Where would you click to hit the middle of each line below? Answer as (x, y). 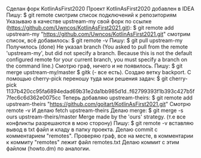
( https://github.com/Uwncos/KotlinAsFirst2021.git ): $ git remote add (90, 28)
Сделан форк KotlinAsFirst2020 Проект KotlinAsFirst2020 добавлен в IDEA (100, 9)
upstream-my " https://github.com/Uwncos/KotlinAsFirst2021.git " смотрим (98, 34)
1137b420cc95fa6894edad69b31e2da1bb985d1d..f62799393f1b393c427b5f (100, 91)
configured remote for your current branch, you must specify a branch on (97, 60)
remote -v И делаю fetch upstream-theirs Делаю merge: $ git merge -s (95, 110)
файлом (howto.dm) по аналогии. (48, 148)
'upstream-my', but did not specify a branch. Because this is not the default (99, 53)
